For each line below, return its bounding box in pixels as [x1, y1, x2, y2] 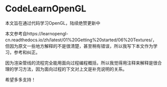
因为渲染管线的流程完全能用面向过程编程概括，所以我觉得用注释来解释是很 [5, 60, 158, 66]
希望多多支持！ [5, 77, 36, 83]
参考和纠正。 [13, 49, 40, 55]
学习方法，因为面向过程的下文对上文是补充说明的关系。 [13, 66, 127, 72]
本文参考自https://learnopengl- [5, 30, 69, 36]
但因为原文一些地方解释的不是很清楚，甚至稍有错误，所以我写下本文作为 [5, 43, 153, 49]
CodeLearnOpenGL [5, 3, 86, 14]
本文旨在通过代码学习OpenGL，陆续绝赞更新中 [5, 20, 101, 26]
